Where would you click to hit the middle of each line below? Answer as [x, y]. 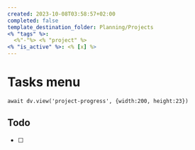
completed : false [33, 21]
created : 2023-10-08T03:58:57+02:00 [61, 14]
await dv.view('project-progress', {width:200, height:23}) [98, 101]
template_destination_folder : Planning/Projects [80, 27]
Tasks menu [44, 82]
